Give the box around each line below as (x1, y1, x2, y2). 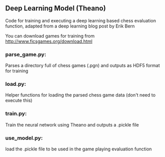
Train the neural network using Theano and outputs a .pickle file (5, 121, 139, 128)
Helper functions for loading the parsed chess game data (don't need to (5, 92, 156, 98)
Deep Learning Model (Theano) (5, 4, 106, 13)
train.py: (5, 110, 27, 117)
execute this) (5, 98, 32, 104)
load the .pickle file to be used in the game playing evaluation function (5, 146, 152, 152)
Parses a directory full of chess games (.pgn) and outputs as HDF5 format (5, 62, 160, 69)
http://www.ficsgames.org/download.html (5, 38, 93, 44)
